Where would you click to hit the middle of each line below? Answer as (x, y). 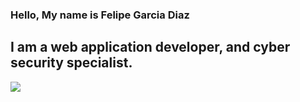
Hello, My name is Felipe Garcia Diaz (100, 15)
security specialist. (71, 63)
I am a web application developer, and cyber (150, 47)
